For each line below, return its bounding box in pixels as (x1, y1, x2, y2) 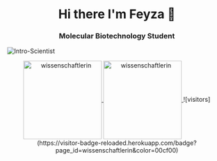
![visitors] (183, 95, 211, 104)
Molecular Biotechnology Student (58, 31, 175, 41)
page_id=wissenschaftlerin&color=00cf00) (55, 146, 179, 155)
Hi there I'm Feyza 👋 (58, 6, 176, 22)
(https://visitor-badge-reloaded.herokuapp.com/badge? (37, 139, 197, 147)
